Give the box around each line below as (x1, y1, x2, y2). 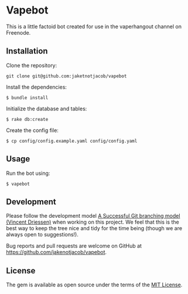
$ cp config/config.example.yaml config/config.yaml (6, 138, 138, 144)
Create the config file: (6, 127, 59, 134)
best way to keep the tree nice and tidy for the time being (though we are (6, 225, 183, 232)
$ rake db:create (6, 116, 49, 122)
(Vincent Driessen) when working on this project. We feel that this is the (6, 218, 180, 226)
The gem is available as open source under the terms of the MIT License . (6, 281, 183, 288)
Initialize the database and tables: (6, 105, 87, 112)
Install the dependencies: (6, 83, 67, 90)
